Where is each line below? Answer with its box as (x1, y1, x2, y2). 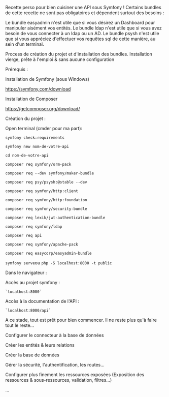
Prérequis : (5, 66, 28, 72)
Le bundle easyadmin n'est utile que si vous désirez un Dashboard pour (5, 20, 155, 25)
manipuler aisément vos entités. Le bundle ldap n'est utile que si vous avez (5, 25, 162, 31)
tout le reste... (5, 322, 35, 328)
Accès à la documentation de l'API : (5, 298, 80, 304)
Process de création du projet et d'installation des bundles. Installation (5, 51, 152, 57)
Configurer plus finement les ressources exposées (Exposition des (5, 372, 145, 378)
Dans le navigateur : (5, 269, 47, 276)
